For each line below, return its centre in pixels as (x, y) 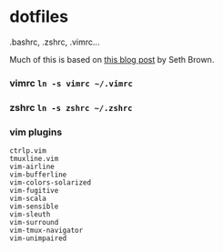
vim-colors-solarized (51, 183)
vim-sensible (34, 207)
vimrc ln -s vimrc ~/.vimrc (71, 83)
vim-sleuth (30, 215)
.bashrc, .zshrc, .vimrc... (55, 42)
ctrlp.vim (28, 151)
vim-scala (28, 199)
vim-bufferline (38, 175)
